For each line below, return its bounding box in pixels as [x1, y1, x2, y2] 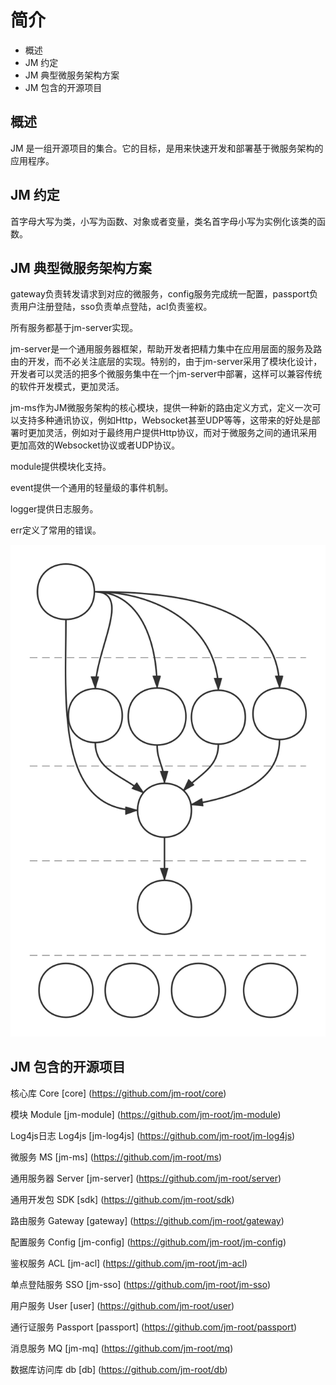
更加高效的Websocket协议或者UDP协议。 [10, 439, 181, 451]
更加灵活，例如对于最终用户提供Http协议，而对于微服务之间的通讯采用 [27, 427, 318, 439]
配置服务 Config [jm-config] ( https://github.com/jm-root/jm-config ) [10, 1236, 287, 1248]
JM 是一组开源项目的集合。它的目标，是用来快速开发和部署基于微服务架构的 [10, 142, 324, 154]
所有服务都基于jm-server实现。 [10, 322, 139, 334]
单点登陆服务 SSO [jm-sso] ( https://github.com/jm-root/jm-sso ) [10, 1278, 272, 1290]
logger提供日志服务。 [10, 503, 99, 515]
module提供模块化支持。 [10, 461, 112, 473]
